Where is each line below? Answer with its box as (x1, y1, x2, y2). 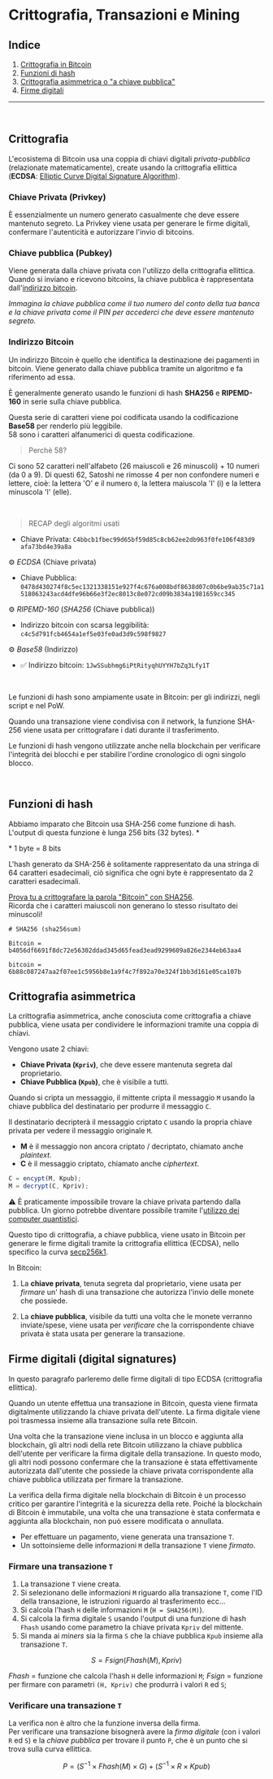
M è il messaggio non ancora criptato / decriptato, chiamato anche (19, 1141, 244, 1151)
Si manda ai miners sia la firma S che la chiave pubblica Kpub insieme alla (19, 1631, 264, 1641)
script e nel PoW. (8, 700, 65, 710)
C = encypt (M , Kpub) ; (8, 1175, 82, 1183)
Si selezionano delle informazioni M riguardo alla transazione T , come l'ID (19, 1588, 262, 1598)
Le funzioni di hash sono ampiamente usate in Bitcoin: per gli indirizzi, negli (8, 692, 261, 702)
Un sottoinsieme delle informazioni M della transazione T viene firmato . (19, 1540, 256, 1550)
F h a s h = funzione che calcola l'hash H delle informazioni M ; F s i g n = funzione (8, 1671, 263, 1681)
